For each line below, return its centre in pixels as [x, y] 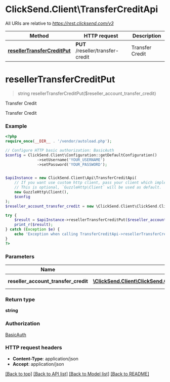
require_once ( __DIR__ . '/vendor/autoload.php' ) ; [59, 141]
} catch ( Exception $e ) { [32, 229]
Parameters [20, 256]
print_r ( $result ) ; [34, 225]
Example [16, 126]
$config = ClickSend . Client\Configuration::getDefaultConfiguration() [81, 155]
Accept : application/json [38, 364]
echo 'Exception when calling [46, 234]
